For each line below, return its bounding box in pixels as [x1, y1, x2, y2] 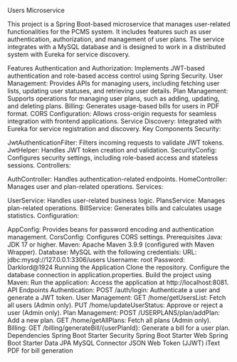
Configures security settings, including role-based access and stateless [7, 153, 218, 162]
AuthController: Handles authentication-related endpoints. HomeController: [7, 175, 228, 183]
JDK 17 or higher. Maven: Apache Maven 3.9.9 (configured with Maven [7, 240, 215, 249]
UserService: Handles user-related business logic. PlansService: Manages [7, 196, 226, 205]
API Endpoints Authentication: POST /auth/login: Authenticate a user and [7, 286, 221, 294]
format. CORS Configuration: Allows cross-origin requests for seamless [7, 110, 217, 118]
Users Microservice [7, 6, 65, 14]
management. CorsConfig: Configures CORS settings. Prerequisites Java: [7, 233, 223, 241]
